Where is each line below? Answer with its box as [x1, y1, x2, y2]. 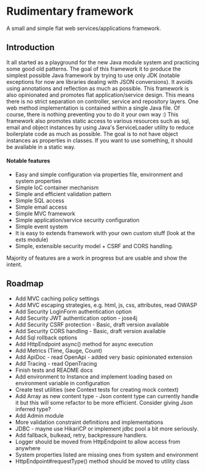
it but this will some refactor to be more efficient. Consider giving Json [15, 399, 193, 406]
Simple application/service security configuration [15, 216, 140, 224]
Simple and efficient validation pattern [15, 190, 111, 197]
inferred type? [15, 405, 51, 413]
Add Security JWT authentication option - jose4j [15, 314, 138, 322]
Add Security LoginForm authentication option [15, 307, 132, 315]
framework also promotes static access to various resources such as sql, [6, 117, 191, 124]
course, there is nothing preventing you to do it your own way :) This [6, 110, 179, 118]
